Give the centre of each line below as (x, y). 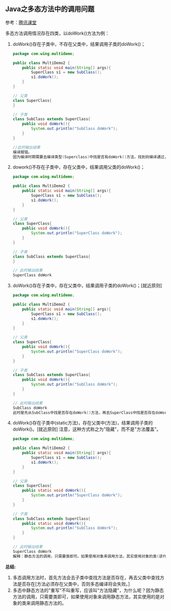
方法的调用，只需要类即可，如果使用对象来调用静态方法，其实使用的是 (86, 596)
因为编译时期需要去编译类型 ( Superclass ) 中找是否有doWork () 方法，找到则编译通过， (90, 157)
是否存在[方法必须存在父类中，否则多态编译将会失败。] (74, 584)
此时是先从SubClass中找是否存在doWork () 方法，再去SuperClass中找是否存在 (84, 413)
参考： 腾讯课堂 (21, 22)
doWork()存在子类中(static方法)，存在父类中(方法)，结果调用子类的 (83, 423)
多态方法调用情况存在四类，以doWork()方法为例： (58, 33)
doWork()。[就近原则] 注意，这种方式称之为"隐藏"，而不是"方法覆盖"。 (87, 429)
